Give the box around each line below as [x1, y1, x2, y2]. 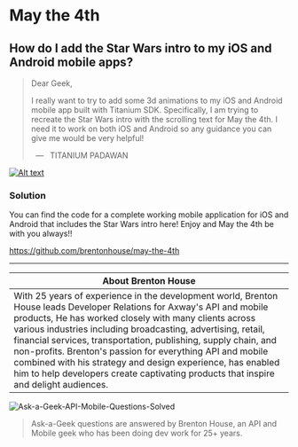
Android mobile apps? [9, 54, 134, 69]
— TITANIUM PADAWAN [35, 150, 129, 161]
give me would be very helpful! [30, 133, 145, 143]
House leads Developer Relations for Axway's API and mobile [13, 301, 269, 313]
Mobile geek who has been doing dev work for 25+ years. [30, 427, 243, 439]
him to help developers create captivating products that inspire [13, 367, 275, 380]
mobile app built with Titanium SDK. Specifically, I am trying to [30, 105, 259, 115]
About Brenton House [101, 275, 197, 287]
